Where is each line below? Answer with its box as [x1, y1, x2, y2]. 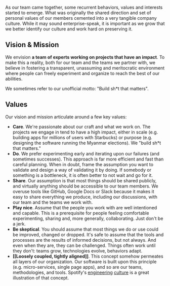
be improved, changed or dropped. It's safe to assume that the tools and [12, 231, 164, 238]
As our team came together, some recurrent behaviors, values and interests [5, 5, 163, 10]
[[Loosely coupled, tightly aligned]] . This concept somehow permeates [12, 253, 163, 259]
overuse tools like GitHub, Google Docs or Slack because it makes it [12, 188, 154, 195]
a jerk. [12, 220, 26, 227]
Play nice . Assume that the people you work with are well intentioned [12, 204, 157, 210]
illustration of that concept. [12, 274, 69, 281]
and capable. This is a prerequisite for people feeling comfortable [12, 210, 149, 216]
